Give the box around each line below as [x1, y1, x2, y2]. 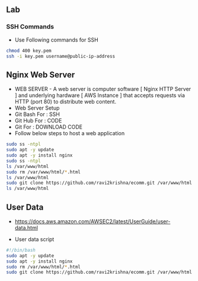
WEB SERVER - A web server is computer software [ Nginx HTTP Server [14, 86, 191, 93]
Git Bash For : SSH [14, 111, 60, 118]
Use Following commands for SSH [14, 36, 99, 43]
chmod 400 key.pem [6, 48, 52, 54]
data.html [14, 224, 39, 231]
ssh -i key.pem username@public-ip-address [6, 53, 116, 59]
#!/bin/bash [6, 247, 36, 253]
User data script [14, 235, 55, 243]
